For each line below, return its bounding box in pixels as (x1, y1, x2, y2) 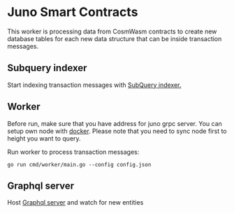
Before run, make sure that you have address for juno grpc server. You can (7, 119, 222, 127)
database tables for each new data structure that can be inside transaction (7, 34, 222, 42)
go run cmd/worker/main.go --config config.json (7, 161, 152, 168)
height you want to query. (7, 134, 82, 143)
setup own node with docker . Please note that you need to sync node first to (7, 127, 227, 135)
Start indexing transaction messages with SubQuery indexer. (7, 81, 182, 89)
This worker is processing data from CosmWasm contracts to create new (7, 27, 217, 35)
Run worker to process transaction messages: (7, 148, 140, 156)
